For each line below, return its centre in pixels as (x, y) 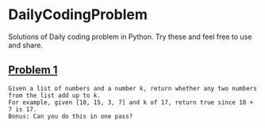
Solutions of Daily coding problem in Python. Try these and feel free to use (130, 37)
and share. (26, 45)
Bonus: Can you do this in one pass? (71, 116)
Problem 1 (33, 70)
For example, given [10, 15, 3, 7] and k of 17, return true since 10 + (131, 102)
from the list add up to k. (55, 95)
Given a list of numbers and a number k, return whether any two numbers (133, 88)
